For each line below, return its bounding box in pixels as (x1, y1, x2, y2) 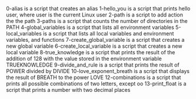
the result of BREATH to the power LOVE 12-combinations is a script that (6, 74, 181, 81)
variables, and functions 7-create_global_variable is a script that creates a (6, 37, 185, 43)
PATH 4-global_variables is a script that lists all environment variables (6, 24, 175, 31)
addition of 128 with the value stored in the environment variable (6, 55, 162, 62)
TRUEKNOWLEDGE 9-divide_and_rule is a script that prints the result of (6, 61, 180, 68)
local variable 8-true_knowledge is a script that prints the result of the (6, 49, 175, 55)
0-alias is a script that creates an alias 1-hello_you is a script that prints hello (6, 5, 191, 12)
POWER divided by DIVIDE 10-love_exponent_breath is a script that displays (6, 68, 190, 74)
